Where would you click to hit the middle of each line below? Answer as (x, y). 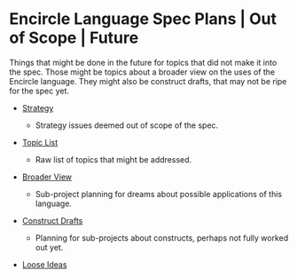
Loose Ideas (44, 264)
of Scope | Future (74, 38)
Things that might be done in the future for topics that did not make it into (143, 62)
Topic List (40, 142)
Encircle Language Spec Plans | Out (143, 19)
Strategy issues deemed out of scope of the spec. (127, 125)
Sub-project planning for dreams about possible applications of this (158, 194)
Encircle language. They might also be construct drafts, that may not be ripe (148, 81)
